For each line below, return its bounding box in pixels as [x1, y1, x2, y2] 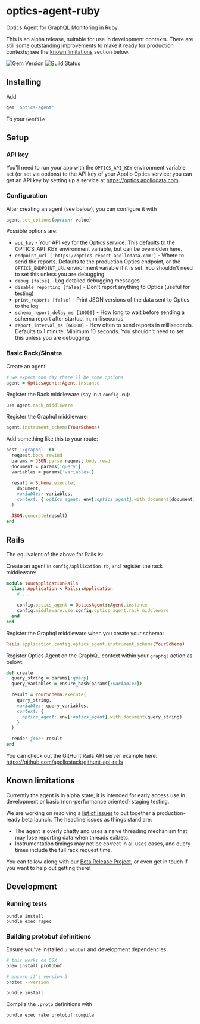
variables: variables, [17, 491, 73, 497]
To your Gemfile [6, 115, 45, 122]
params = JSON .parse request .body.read [11, 458, 111, 464]
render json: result [11, 736, 62, 742]
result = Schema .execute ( [11, 479, 76, 486]
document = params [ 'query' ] [11, 463, 82, 469]
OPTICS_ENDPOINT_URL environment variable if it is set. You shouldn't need [14, 265, 193, 272]
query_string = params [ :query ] [11, 675, 89, 681]
